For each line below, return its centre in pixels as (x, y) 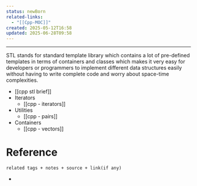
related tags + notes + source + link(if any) (64, 168)
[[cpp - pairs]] (40, 116)
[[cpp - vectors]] (43, 129)
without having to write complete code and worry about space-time (88, 74)
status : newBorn (26, 11)
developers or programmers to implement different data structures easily (94, 68)
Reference (32, 152)
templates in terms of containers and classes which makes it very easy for (96, 61)
